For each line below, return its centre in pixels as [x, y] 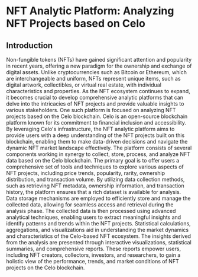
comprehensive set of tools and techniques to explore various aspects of [95, 167]
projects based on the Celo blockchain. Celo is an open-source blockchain [97, 116]
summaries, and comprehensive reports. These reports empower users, [94, 249]
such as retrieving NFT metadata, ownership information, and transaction [95, 186]
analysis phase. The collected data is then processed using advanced [91, 211]
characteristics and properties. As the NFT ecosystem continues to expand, [98, 91]
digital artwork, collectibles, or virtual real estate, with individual [84, 85]
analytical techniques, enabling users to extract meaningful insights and [94, 217]
